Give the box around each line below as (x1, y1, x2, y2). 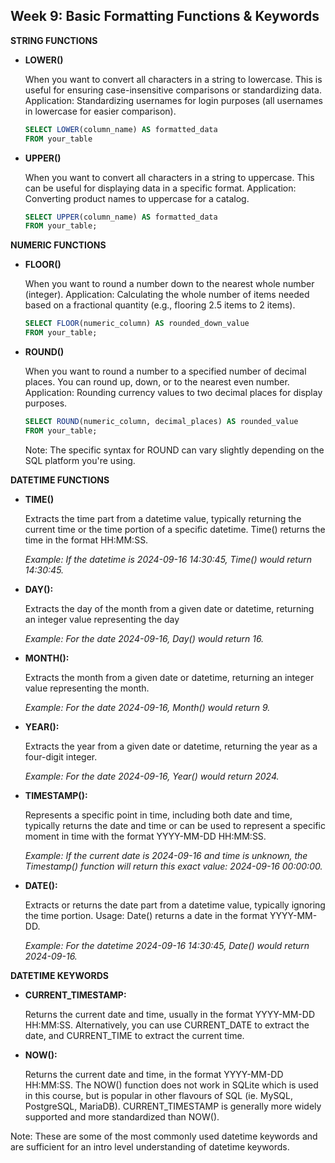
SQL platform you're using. (24, 454, 136, 466)
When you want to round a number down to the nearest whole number (24, 278, 315, 290)
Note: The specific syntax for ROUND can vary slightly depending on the (24, 444, 325, 456)
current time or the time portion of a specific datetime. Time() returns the (24, 523, 326, 535)
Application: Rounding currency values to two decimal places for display (24, 387, 323, 399)
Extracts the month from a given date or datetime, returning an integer (24, 671, 315, 683)
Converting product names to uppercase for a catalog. (24, 192, 250, 204)
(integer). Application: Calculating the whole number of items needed (24, 289, 310, 301)
